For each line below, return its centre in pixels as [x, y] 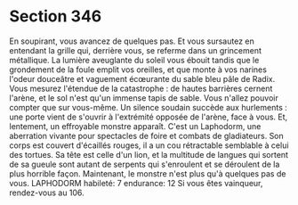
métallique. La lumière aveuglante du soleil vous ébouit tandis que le [134, 60]
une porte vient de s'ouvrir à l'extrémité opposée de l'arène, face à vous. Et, [149, 117]
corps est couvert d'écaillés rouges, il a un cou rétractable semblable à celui [149, 145]
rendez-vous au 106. [47, 193]
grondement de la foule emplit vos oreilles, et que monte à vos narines [138, 70]
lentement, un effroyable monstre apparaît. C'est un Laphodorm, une [135, 126]
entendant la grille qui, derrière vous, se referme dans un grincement [136, 50]
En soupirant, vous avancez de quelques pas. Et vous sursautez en [132, 41]
